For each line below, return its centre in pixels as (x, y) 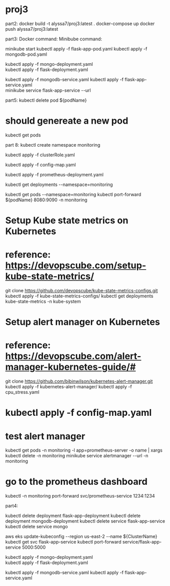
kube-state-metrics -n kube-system (43, 301)
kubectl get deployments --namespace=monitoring (59, 184)
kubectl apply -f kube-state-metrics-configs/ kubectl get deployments (79, 296)
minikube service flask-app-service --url (48, 90)
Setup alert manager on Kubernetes (83, 322)
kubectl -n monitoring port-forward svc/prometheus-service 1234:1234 (80, 496)
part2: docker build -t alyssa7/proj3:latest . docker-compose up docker (80, 24)
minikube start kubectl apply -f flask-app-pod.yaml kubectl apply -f (76, 49)
